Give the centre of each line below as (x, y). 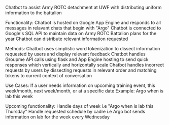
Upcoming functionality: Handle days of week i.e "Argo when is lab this (79, 106)
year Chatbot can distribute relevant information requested (67, 39)
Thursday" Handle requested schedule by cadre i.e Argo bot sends (75, 112)
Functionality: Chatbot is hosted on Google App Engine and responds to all (83, 23)
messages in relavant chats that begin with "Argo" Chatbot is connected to (83, 28)
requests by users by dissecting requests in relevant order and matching (81, 70)
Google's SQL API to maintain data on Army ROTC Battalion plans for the (81, 33)
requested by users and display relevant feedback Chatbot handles (75, 54)
